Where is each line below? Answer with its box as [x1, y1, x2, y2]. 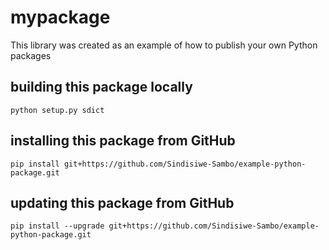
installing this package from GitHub [10, 132, 236, 150]
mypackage [10, 6, 111, 29]
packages [10, 49, 52, 61]
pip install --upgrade [10, 221, 105, 231]
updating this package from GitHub [10, 194, 235, 211]
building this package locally [10, 79, 193, 96]
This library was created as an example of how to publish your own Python [10, 39, 318, 51]
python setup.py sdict [10, 105, 105, 115]
